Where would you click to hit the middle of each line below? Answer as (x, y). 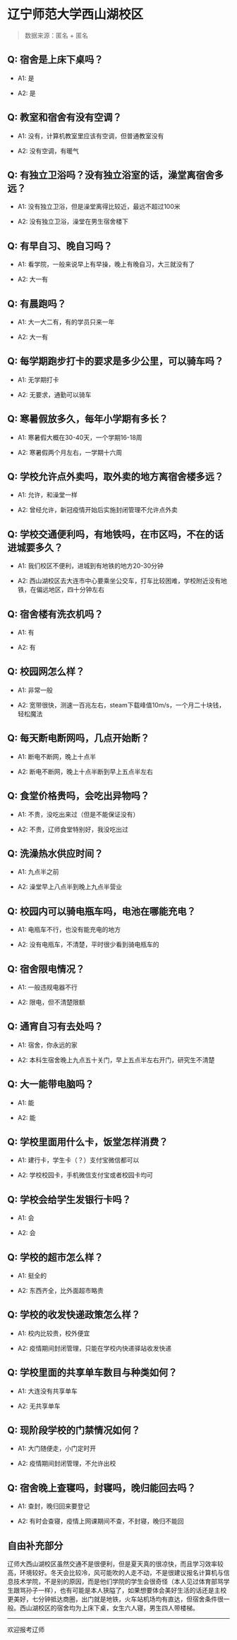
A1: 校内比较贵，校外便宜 (54, 1333)
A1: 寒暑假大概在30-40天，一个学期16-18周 (80, 437)
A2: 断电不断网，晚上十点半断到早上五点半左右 (85, 771)
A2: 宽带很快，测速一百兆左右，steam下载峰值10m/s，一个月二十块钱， (121, 705)
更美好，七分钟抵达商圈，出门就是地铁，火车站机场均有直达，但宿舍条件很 (115, 1599)
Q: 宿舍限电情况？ (46, 969)
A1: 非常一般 (35, 690)
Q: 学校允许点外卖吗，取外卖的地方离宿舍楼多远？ (116, 477)
